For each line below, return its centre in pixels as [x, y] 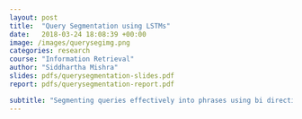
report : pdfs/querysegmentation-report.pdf [92, 84]
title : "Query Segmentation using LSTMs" [90, 26]
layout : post [34, 17]
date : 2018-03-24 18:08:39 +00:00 [78, 34]
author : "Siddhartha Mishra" [64, 68]
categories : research [50, 51]
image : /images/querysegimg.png [70, 42]
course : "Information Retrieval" [72, 59]
